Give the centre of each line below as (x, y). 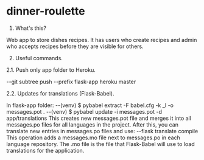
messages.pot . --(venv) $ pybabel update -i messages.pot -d (84, 111)
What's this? (31, 28)
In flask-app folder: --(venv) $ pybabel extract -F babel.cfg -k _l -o (90, 105)
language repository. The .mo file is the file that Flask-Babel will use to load (100, 144)
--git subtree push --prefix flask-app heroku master (71, 82)
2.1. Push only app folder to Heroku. (51, 70)
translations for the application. (45, 150)
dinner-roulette (46, 11)
